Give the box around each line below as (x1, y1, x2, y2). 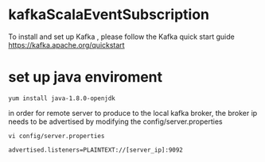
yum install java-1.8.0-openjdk (8, 94, 115, 102)
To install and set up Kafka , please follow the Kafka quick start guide (8, 32, 235, 41)
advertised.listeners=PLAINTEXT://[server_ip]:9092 (8, 145, 183, 154)
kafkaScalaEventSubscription (8, 6, 209, 24)
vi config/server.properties (8, 132, 105, 140)
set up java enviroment (8, 68, 163, 87)
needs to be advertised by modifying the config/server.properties (8, 117, 223, 126)
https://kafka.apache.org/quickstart (8, 40, 125, 49)
